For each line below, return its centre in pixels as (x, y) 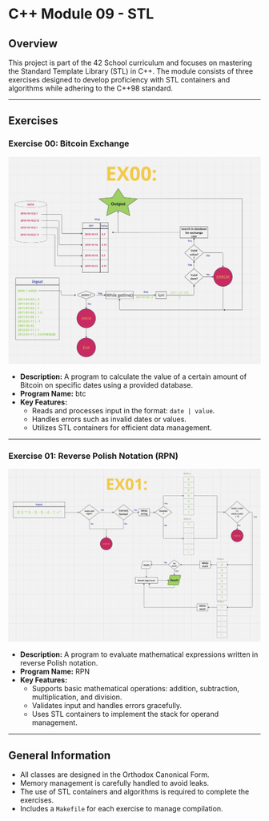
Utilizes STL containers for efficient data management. (122, 427)
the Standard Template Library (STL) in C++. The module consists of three (131, 71)
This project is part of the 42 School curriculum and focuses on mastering (130, 62)
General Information (60, 755)
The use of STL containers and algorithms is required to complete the (134, 792)
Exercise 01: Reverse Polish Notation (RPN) (93, 456)
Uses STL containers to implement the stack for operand (125, 714)
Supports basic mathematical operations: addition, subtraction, (136, 689)
